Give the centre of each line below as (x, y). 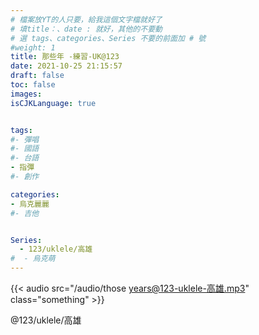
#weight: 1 (33, 47)
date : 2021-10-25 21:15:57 (66, 66)
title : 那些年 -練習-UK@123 (65, 57)
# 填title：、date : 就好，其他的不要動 (86, 29)
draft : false (37, 76)
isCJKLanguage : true (53, 103)
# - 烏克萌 (33, 259)
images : (26, 94)
